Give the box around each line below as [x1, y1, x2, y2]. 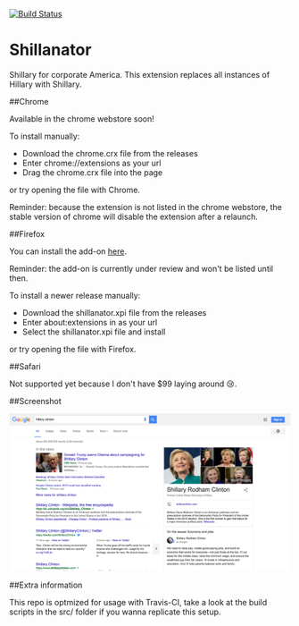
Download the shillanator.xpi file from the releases [21, 307, 207, 317]
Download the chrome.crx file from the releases [21, 148, 198, 158]
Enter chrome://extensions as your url [21, 157, 162, 168]
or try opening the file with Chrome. [9, 184, 141, 195]
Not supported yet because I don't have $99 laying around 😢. [9, 378, 237, 389]
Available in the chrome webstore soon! [9, 113, 154, 124]
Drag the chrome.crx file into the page [21, 166, 163, 178]
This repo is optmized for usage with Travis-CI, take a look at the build [9, 596, 268, 607]
